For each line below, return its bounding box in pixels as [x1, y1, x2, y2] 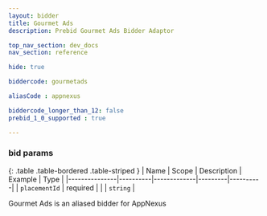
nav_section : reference [8, 49, 88, 57]
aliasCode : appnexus [8, 92, 81, 100]
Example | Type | [8, 174, 64, 184]
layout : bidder [8, 11, 60, 20]
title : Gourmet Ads [8, 19, 74, 27]
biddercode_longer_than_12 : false [8, 106, 125, 115]
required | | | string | [65, 182, 135, 193]
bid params [8, 148, 54, 159]
